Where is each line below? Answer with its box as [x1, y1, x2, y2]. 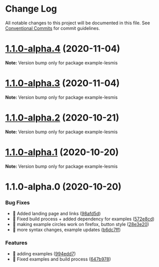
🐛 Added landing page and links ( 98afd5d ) [12, 211, 101, 217]
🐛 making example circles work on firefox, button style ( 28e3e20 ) [12, 221, 149, 227]
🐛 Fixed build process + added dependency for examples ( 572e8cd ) [12, 216, 155, 222]
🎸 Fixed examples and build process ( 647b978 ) [12, 256, 111, 262]
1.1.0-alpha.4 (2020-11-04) [5, 43, 120, 55]
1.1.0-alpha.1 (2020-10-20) [5, 146, 119, 158]
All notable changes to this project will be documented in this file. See [5, 20, 150, 26]
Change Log [5, 3, 57, 15]
